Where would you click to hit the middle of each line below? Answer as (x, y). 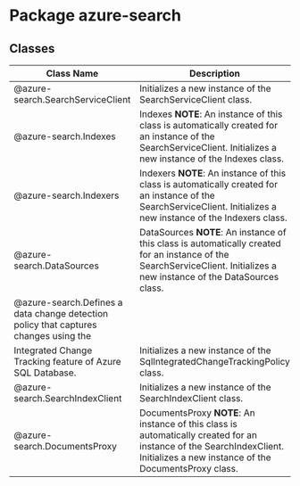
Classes (32, 49)
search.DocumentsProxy (66, 446)
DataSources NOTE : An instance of (213, 232)
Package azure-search (95, 16)
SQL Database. (45, 373)
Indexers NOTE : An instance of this (213, 173)
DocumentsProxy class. (189, 469)
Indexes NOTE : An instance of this (211, 114)
